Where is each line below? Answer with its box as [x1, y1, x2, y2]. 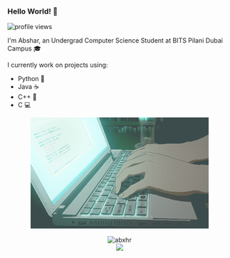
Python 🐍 [17, 75, 45, 83]
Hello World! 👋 [7, 6, 58, 16]
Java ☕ [17, 82, 39, 91]
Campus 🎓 [7, 44, 41, 53]
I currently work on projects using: [7, 60, 108, 70]
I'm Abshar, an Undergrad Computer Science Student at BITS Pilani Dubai [7, 36, 223, 45]
